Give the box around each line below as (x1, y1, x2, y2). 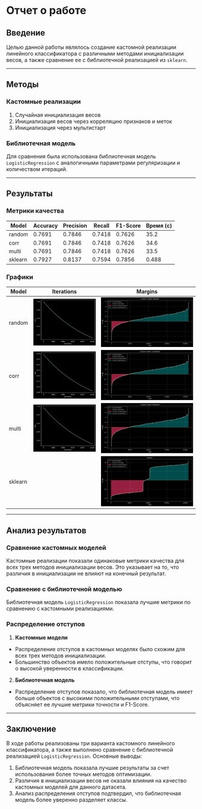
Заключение (6, 723, 57, 734)
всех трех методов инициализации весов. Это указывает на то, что (6, 564, 179, 570)
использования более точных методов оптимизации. (14, 770, 152, 778)
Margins (136, 288, 158, 295)
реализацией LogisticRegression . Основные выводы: (6, 752, 142, 760)
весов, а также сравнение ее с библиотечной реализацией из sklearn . (6, 57, 188, 63)
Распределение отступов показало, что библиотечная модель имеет (14, 688, 193, 695)
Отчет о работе (6, 4, 87, 17)
